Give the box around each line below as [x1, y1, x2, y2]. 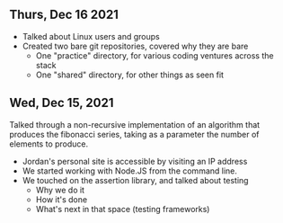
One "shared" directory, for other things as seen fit [35, 69, 225, 80]
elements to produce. [9, 138, 89, 149]
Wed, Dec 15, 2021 [9, 95, 114, 111]
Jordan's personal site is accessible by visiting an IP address [22, 156, 248, 166]
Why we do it [35, 184, 85, 195]
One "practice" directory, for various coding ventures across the [35, 49, 274, 61]
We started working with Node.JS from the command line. [22, 165, 238, 176]
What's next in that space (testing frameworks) [35, 203, 210, 214]
